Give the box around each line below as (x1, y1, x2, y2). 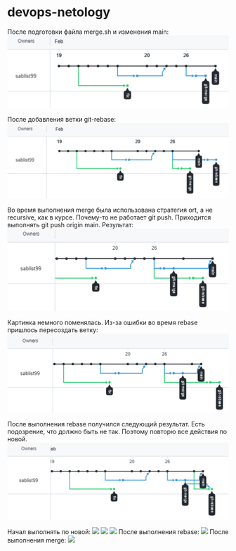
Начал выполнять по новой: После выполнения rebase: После (7, 528, 229, 536)
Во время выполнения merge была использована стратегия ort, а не (7, 205, 213, 214)
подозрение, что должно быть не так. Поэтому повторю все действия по (7, 427, 228, 436)
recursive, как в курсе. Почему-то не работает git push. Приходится (7, 213, 211, 222)
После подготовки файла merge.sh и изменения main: (7, 27, 169, 36)
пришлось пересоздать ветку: (7, 325, 98, 334)
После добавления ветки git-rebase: (7, 115, 116, 123)
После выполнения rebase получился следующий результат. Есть (7, 420, 205, 429)
